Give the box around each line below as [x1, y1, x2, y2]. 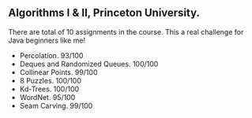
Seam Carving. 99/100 [19, 101, 93, 110]
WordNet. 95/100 [19, 92, 76, 101]
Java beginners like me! [8, 35, 85, 45]
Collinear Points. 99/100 [19, 67, 98, 77]
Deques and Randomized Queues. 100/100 [19, 59, 159, 68]
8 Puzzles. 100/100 [19, 76, 81, 85]
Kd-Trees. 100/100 [19, 84, 80, 94]
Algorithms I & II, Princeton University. [8, 6, 200, 20]
